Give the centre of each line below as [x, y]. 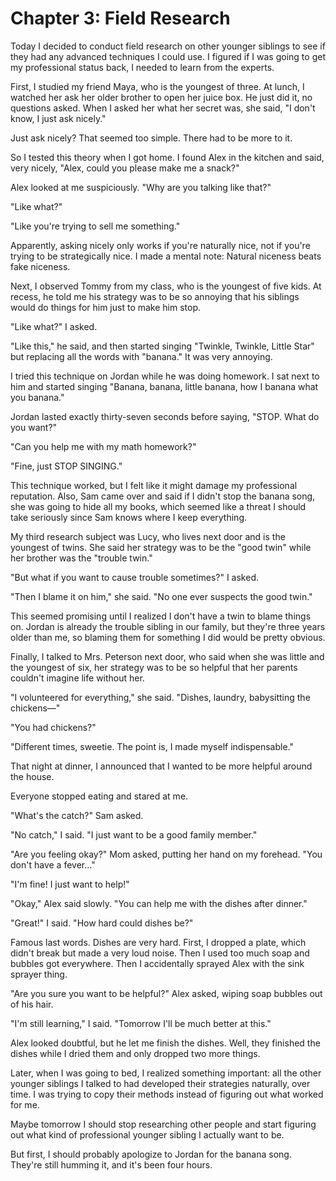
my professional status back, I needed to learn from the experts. [142, 67]
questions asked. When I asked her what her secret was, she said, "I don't [163, 108]
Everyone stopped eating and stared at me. [99, 796]
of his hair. [32, 1004]
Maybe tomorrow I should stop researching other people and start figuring [163, 1124]
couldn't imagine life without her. [77, 678]
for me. [25, 1104]
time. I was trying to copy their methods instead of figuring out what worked [167, 1094]
